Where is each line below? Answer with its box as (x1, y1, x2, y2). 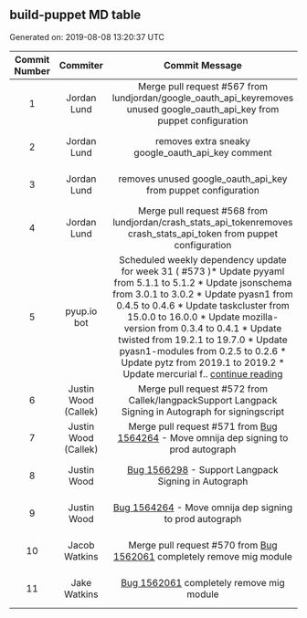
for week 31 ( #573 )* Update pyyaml (121, 265, 285, 278)
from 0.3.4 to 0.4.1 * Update (158, 321, 282, 334)
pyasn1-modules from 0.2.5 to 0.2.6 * (119, 344, 287, 357)
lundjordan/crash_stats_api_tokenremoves (112, 215, 294, 228)
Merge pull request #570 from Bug (127, 539, 278, 551)
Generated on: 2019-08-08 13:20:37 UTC (9, 31, 165, 42)
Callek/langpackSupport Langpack (128, 393, 278, 406)
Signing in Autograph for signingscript (121, 405, 285, 418)
